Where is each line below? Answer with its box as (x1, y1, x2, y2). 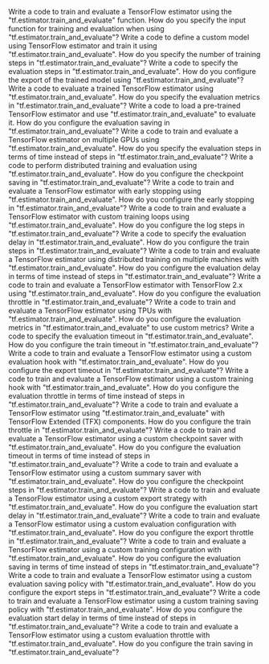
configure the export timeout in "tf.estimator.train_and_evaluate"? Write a (8, 366, 249, 375)
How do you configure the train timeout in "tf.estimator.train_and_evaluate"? (8, 340, 259, 349)
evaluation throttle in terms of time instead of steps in (8, 391, 185, 400)
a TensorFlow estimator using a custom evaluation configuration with (8, 519, 237, 529)
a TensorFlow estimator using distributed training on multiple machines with (8, 255, 259, 264)
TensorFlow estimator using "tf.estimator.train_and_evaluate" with (8, 408, 225, 417)
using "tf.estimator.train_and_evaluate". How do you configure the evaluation (8, 289, 261, 298)
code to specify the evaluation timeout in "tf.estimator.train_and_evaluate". (8, 331, 254, 341)
